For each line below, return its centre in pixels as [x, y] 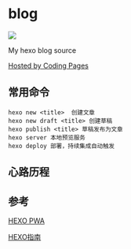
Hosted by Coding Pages [48, 65]
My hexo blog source [42, 50]
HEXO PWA [27, 221]
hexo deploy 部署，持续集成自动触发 [62, 146]
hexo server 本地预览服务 [47, 138]
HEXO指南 [25, 236]
